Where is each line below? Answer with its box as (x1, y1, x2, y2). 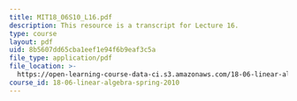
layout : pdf (9, 37, 53, 47)
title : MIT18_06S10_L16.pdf (9, 12, 113, 22)
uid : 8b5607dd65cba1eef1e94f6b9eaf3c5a (9, 46, 156, 54)
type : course (9, 29, 57, 38)
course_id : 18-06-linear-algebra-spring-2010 (9, 78, 179, 87)
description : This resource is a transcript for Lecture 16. (9, 21, 240, 30)
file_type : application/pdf (9, 54, 113, 62)
